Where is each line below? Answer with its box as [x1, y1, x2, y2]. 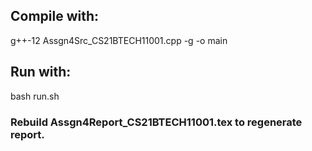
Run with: [10, 64, 72, 81]
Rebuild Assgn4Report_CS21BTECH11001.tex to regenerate [10, 115, 303, 129]
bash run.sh [10, 90, 60, 102]
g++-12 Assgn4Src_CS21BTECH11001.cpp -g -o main [10, 34, 228, 46]
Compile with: [10, 8, 100, 25]
